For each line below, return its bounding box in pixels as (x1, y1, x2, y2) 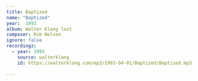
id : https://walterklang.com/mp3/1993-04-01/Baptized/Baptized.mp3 (17, 60, 192, 66)
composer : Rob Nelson (6, 32, 62, 38)
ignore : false (6, 37, 43, 43)
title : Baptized (6, 9, 48, 15)
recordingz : (6, 43, 37, 49)
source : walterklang (17, 54, 69, 60)
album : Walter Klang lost (6, 26, 72, 32)
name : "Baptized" (6, 15, 51, 21)
